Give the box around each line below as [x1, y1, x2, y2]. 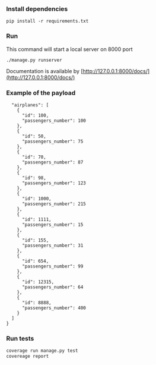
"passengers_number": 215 [21, 201, 86, 207]
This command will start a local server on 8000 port [6, 45, 133, 52]
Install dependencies [6, 5, 68, 13]
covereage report [6, 353, 49, 360]
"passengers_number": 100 [21, 118, 86, 124]
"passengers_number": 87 [21, 159, 84, 165]
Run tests [6, 334, 34, 342]
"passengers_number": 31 [21, 243, 84, 248]
